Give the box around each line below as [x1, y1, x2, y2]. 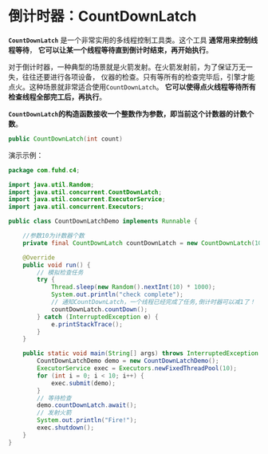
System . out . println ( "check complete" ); [50, 290, 183, 299]
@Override [22, 253, 56, 262]
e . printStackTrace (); [50, 320, 124, 328]
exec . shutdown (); [37, 424, 94, 432]
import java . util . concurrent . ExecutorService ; [8, 195, 166, 203]
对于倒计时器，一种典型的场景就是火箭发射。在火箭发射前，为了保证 [8, 61, 232, 72]
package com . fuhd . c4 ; [8, 166, 81, 174]
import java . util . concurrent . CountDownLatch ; [8, 188, 162, 196]
